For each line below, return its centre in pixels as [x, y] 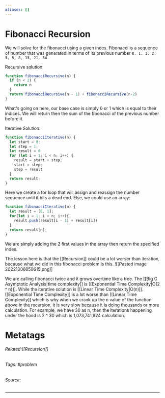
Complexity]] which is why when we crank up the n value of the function [78, 299]
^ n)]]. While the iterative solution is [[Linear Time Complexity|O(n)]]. [74, 289]
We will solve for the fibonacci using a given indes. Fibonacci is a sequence [82, 48]
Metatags [25, 335]
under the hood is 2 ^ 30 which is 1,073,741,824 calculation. [65, 315]
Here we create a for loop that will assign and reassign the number [72, 192]
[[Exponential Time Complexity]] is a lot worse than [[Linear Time [71, 294]
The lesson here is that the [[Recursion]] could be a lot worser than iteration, [82, 258]
